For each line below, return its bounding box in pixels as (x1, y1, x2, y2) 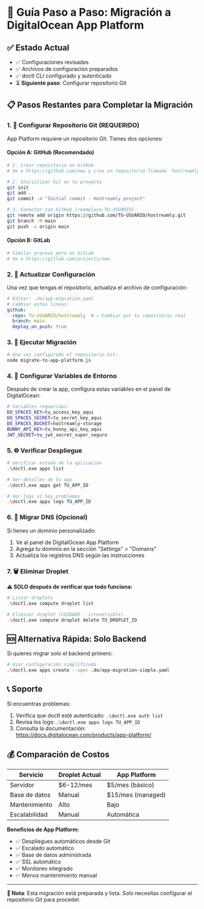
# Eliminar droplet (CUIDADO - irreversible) (7, 611, 123, 618)
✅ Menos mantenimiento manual (15, 871, 97, 879)
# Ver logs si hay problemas (7, 493, 81, 499)
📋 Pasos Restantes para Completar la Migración (7, 100, 193, 110)
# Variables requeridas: (7, 404, 70, 410)
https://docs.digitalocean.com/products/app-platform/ (15, 731, 152, 738)
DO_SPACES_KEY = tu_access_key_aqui (7, 409, 94, 416)
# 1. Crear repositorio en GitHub (7, 162, 94, 168)
